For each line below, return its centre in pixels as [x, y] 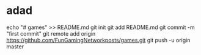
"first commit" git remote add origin [51, 33]
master [15, 47]
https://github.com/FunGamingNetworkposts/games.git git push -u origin [98, 40]
